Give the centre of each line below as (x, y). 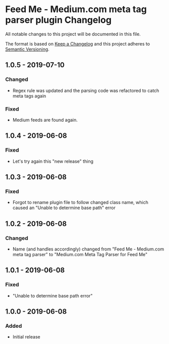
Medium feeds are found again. (45, 120)
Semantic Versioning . (27, 49)
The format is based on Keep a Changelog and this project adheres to (78, 43)
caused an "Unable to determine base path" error (64, 208)
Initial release (26, 337)
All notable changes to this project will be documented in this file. (73, 34)
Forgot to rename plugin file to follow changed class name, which (80, 203)
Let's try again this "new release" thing (53, 161)
